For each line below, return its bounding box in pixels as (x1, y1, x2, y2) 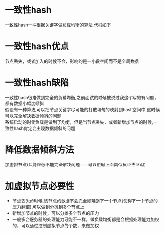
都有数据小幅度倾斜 (5, 100, 44, 106)
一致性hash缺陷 (5, 77, 69, 89)
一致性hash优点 (5, 41, 69, 52)
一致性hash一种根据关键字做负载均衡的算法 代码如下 (5, 22, 111, 28)
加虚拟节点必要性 (5, 180, 75, 192)
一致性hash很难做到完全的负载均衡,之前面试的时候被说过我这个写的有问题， (5, 94, 159, 100)
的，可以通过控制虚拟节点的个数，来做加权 (12, 222, 99, 228)
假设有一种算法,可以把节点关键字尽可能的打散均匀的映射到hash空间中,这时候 (5, 106, 160, 112)
